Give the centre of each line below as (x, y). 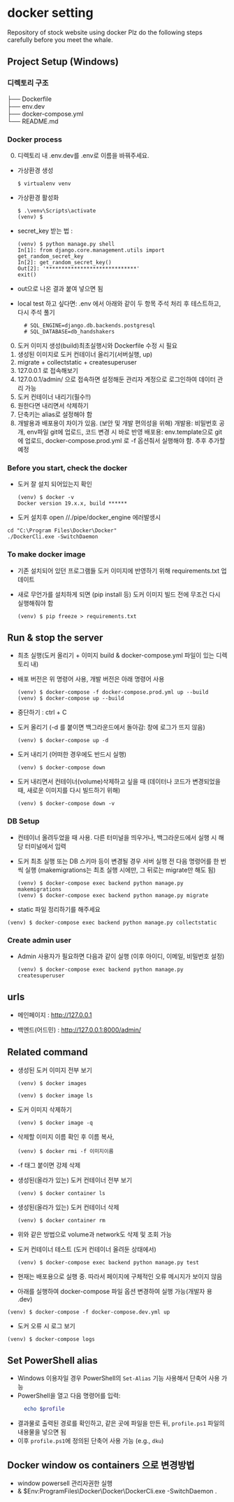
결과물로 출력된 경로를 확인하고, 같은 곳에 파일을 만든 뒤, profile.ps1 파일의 (121, 1424)
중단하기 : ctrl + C (42, 712)
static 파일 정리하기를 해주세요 (59, 909)
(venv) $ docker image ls (55, 1095)
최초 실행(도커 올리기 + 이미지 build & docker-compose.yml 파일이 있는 (116, 655)
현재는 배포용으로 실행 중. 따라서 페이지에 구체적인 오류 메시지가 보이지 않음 (120, 1276)
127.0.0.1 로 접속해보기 (48, 370)
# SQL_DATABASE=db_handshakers (70, 332)
